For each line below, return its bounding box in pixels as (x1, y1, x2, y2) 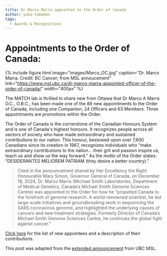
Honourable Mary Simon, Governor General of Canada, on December (17, 173, 160, 179)
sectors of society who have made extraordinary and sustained (5, 132, 135, 138)
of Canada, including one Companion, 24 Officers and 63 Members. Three (5, 106, 158, 112)
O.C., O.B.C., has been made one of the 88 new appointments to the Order (5, 101, 158, 107)
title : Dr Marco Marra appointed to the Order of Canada (5, 7, 126, 12)
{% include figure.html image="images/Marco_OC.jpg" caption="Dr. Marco (5, 70, 159, 76)
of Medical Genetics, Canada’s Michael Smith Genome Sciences (17, 184, 150, 190)
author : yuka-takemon (5, 12, 50, 17)
